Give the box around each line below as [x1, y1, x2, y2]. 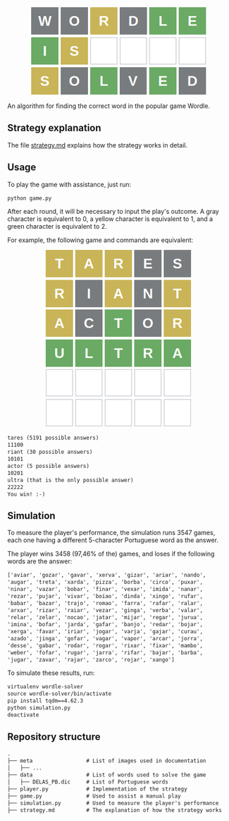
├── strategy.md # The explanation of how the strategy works [7, 807, 222, 814]
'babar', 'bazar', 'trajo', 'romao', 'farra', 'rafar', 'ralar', [7, 600, 203, 607]
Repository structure [7, 731, 101, 743]
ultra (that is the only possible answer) [7, 477, 134, 484]
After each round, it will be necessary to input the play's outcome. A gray [7, 207, 220, 215]
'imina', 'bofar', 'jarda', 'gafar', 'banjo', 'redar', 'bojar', [7, 621, 203, 628]
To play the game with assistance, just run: [7, 180, 132, 188]
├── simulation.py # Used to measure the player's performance [7, 800, 219, 807]
